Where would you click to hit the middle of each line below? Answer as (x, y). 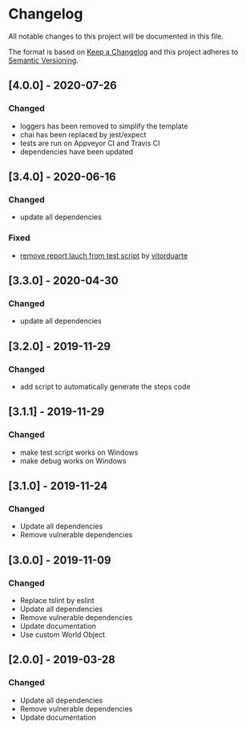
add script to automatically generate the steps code (105, 386)
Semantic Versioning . (43, 60)
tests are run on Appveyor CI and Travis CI (90, 143)
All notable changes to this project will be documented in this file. (116, 36)
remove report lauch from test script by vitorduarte (104, 255)
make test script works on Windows (79, 452)
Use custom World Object (63, 634)
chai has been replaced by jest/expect (83, 134)
